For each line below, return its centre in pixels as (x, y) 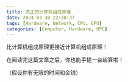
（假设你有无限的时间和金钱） (44, 73)
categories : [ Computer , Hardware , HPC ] (57, 29)
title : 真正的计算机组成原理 (39, 12)
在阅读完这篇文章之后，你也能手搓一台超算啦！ (65, 60)
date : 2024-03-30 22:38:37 (41, 18)
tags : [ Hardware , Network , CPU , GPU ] (54, 23)
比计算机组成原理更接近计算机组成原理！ (57, 47)
